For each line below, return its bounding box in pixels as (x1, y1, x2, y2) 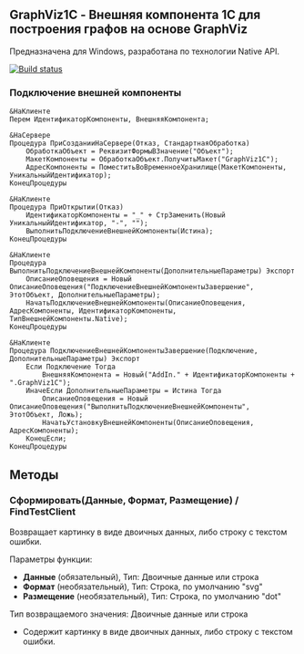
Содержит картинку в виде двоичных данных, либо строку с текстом (22, 626, 293, 637)
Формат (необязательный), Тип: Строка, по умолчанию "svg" (22, 581, 264, 592)
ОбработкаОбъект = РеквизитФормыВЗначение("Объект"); (25, 147, 234, 156)
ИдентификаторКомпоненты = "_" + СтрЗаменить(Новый (25, 211, 226, 220)
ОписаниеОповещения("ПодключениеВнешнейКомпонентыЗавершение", (9, 283, 255, 292)
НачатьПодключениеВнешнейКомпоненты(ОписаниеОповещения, (25, 298, 247, 308)
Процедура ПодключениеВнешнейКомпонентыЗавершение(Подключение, (9, 347, 258, 356)
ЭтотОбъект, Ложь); (9, 410, 84, 420)
